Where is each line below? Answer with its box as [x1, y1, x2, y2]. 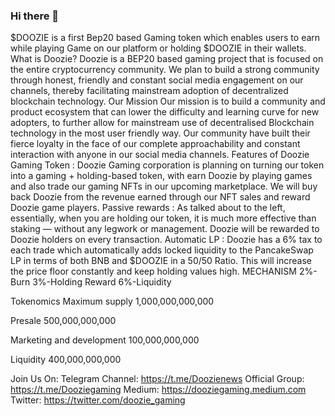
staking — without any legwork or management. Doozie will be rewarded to [10, 223, 320, 235]
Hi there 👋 [10, 9, 60, 23]
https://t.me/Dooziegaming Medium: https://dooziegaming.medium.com [10, 384, 307, 396]
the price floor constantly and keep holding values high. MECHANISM [10, 265, 297, 278]
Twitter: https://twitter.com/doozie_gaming [10, 394, 186, 406]
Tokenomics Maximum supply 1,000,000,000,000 [10, 295, 215, 308]
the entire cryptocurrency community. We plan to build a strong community [10, 64, 320, 76]
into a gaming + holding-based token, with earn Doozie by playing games [10, 170, 313, 182]
